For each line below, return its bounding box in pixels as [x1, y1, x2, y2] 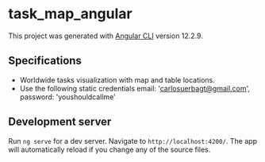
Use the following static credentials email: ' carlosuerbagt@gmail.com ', [19, 83, 251, 93]
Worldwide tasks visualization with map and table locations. [19, 75, 216, 84]
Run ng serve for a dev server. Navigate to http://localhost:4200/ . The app [8, 136, 258, 145]
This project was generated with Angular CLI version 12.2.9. [8, 31, 204, 40]
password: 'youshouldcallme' [19, 92, 117, 102]
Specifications [8, 54, 82, 67]
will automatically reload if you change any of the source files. [8, 145, 211, 154]
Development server [8, 115, 112, 129]
